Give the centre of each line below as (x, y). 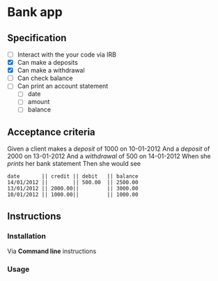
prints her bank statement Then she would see (74, 164)
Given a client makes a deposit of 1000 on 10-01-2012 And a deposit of (109, 149)
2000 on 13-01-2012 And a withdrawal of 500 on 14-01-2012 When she (109, 156)
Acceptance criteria (51, 132)
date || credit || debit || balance (73, 176)
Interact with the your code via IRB (67, 54)
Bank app (35, 12)
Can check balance (45, 78)
